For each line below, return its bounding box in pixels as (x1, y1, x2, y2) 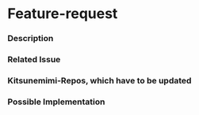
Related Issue (7, 54, 61, 65)
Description (7, 33, 54, 44)
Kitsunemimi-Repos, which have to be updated (7, 75, 192, 86)
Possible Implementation (7, 96, 105, 107)
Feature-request (7, 5, 118, 23)
